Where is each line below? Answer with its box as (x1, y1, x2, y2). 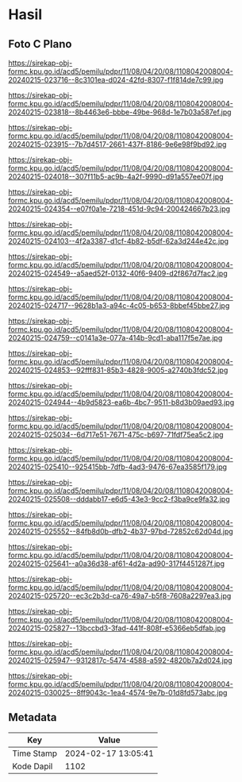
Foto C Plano (8, 37, 72, 51)
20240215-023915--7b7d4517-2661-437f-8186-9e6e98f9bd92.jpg (8, 140, 227, 148)
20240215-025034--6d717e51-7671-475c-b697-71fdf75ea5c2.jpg (8, 430, 224, 439)
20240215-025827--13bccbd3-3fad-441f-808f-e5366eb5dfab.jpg (8, 623, 226, 633)
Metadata (8, 711, 57, 724)
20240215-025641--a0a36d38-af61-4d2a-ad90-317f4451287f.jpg (8, 559, 225, 568)
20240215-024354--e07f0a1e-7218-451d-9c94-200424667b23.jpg (8, 204, 231, 214)
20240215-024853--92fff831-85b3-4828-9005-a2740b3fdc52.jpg (8, 365, 229, 375)
